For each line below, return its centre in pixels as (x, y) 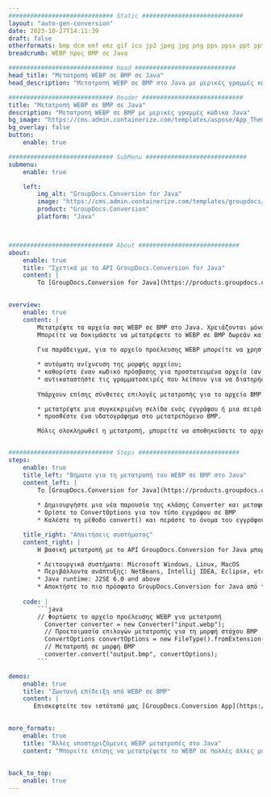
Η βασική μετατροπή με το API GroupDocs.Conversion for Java (142, 549)
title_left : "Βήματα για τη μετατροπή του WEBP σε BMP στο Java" (135, 475)
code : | (35, 602)
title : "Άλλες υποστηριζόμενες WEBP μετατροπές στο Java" (122, 743)
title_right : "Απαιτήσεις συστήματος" (88, 534)
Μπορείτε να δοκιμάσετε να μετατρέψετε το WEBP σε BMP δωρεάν (144, 335)
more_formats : (32, 728)
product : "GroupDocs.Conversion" (94, 209)
